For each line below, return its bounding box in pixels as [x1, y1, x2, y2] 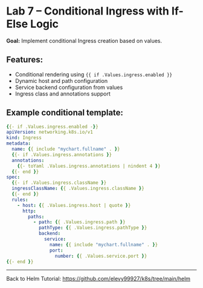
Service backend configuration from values [14, 83, 123, 91]
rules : [11, 197, 28, 203]
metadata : [6, 140, 31, 146]
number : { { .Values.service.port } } [54, 253, 147, 259]
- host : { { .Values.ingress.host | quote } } [17, 202, 131, 208]
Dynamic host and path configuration [14, 77, 108, 84]
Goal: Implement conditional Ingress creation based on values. [6, 37, 163, 44]
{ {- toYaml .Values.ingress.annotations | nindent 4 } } [17, 163, 161, 169]
